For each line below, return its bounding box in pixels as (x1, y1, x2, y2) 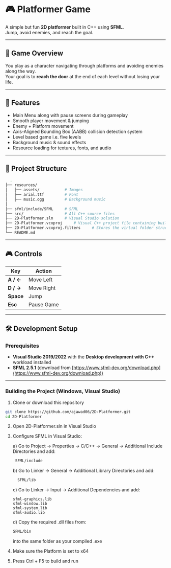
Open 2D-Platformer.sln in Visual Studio (12, 423, 97, 429)
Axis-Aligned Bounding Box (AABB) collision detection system (12, 128, 142, 134)
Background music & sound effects (12, 139, 87, 145)
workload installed (12, 359, 51, 366)
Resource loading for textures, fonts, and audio (12, 145, 111, 151)
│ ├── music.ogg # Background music (5, 197, 106, 202)
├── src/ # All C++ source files (5, 211, 115, 216)
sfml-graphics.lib (12, 496, 52, 502)
